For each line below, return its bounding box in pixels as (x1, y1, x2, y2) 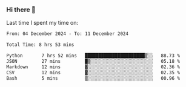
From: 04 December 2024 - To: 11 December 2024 (6, 31, 129, 37)
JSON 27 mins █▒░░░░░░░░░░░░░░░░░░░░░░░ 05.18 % (6, 58, 181, 64)
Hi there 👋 (6, 5, 36, 14)
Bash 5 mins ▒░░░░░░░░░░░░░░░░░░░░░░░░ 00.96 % (6, 75, 181, 81)
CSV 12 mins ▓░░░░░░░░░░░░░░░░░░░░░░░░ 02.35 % (6, 69, 181, 76)
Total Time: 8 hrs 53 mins (6, 42, 75, 48)
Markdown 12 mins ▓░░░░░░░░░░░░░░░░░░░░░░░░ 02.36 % (6, 63, 181, 70)
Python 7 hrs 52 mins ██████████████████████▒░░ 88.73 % (6, 53, 181, 59)
